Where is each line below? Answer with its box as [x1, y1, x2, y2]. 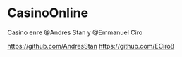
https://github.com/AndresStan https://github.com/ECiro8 [7, 42, 175, 50]
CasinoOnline [7, 5, 89, 21]
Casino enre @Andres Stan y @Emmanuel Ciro [7, 28, 143, 37]
